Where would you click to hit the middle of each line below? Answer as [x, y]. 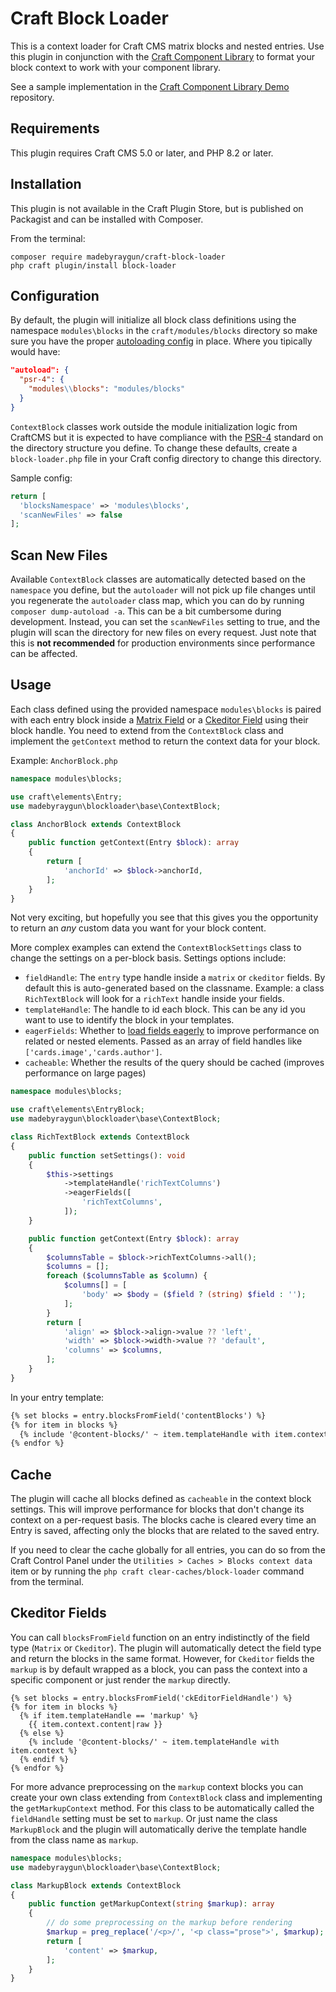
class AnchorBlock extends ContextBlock [96, 824]
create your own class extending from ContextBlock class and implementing [166, 1797]
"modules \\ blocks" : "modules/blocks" [107, 389]
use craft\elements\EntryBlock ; [77, 1110]
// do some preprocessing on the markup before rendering [169, 1923]
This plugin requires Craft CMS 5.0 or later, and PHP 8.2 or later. [142, 153]
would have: [35, 352]
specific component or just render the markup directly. [120, 1679]
